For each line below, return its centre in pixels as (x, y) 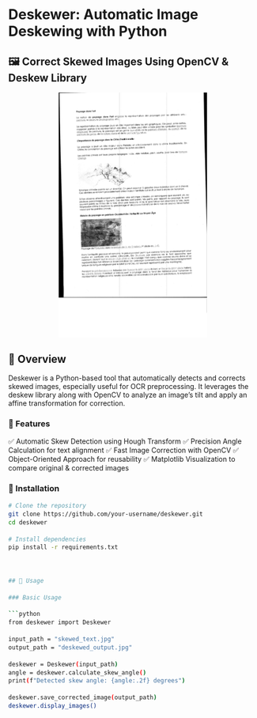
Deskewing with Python (88, 31)
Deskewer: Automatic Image (104, 15)
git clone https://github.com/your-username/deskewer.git (106, 514)
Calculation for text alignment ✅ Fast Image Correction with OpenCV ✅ (124, 450)
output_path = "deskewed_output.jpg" (70, 647)
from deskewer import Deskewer (60, 622)
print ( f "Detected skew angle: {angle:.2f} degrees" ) (97, 681)
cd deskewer (28, 522)
